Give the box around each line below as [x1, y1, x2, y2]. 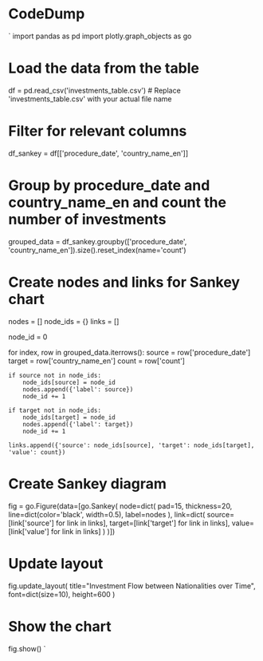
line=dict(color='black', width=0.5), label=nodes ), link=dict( [8, 509, 206, 519]
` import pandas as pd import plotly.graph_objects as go [8, 31, 192, 41]
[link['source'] [8, 518, 54, 528]
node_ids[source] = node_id [22, 378, 116, 386]
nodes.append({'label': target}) [22, 420, 134, 428]
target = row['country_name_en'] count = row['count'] [8, 356, 186, 366]
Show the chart [8, 617, 112, 635]
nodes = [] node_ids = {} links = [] [8, 316, 120, 326]
